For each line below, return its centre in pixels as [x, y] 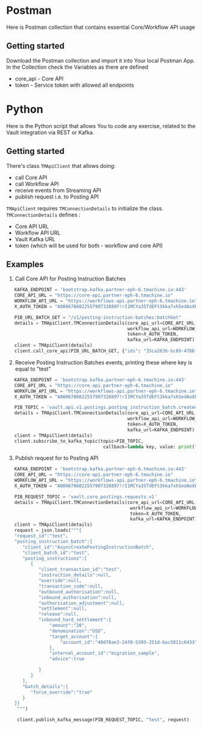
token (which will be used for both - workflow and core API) [89, 245]
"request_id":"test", [41, 536]
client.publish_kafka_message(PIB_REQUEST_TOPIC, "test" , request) [103, 720]
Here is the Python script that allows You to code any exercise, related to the [101, 126]
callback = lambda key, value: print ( [149, 447]
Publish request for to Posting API [57, 458]
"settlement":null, [63, 609]
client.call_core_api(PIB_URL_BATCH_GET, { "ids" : [78, 351]
